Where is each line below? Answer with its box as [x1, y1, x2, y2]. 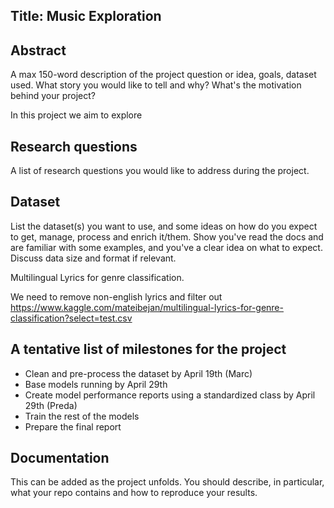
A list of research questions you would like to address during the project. [10, 165, 310, 177]
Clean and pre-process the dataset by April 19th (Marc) [24, 367, 253, 379]
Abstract [10, 42, 67, 59]
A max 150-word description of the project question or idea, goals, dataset [10, 69, 317, 81]
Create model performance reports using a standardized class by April [24, 389, 316, 401]
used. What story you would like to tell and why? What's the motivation [10, 79, 302, 91]
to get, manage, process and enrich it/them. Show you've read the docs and [10, 230, 324, 243]
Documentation [10, 450, 110, 467]
